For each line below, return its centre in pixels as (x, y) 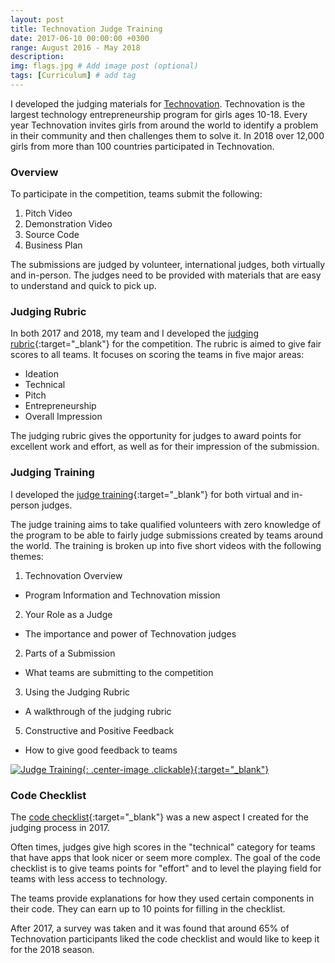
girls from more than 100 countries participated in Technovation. (142, 146)
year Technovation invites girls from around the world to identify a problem (164, 125)
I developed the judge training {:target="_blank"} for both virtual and (150, 494)
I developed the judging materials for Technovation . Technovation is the (158, 103)
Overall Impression (63, 417)
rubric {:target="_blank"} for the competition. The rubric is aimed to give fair (166, 344)
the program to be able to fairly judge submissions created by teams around (167, 535)
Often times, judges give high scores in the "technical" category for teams (163, 847)
